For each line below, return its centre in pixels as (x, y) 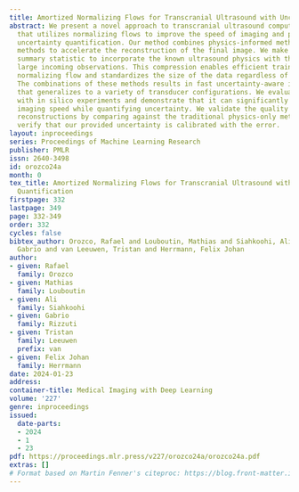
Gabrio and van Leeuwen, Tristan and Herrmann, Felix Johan (131, 250)
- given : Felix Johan (49, 357)
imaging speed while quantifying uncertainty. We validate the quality (153, 109)
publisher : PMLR (39, 150)
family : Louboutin (52, 291)
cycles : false (36, 233)
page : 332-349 (36, 216)
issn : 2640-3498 (39, 158)
